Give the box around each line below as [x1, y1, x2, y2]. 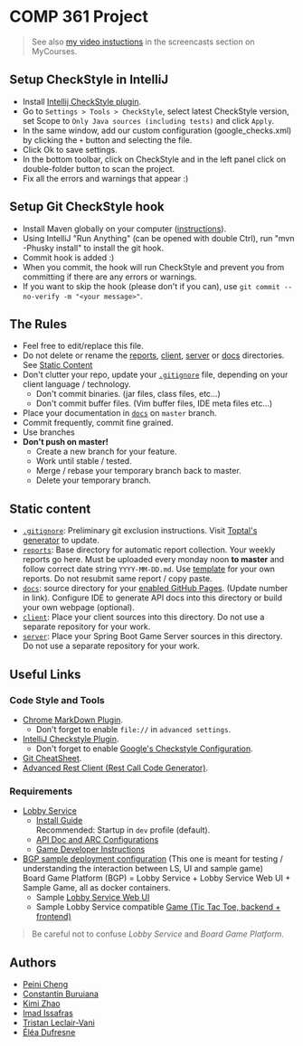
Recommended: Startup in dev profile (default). [35, 825, 211, 835]
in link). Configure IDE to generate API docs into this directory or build [22, 592, 283, 603]
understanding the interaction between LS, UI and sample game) [22, 863, 264, 874]
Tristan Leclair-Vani [22, 1017, 95, 1028]
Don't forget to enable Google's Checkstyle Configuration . [35, 743, 253, 754]
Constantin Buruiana [22, 988, 99, 999]
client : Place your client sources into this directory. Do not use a [22, 612, 265, 623]
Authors [9, 955, 57, 970]
